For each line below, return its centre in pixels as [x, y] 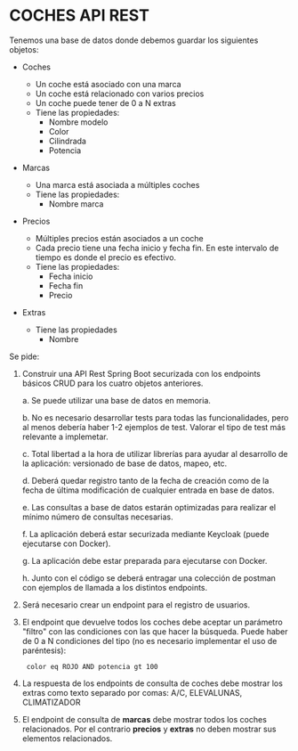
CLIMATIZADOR [51, 702]
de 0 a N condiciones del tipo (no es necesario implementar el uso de [149, 641]
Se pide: [24, 356]
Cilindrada [68, 141]
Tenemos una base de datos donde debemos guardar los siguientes [134, 40]
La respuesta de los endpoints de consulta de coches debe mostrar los [152, 683]
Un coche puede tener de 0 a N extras [105, 102]
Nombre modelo [78, 122]
